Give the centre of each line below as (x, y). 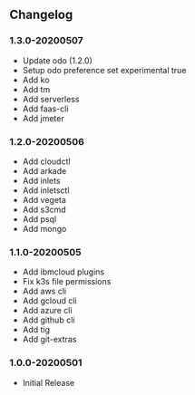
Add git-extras (49, 340)
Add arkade (44, 170)
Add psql (39, 219)
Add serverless (51, 99)
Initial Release (49, 382)
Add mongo (44, 228)
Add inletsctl (46, 190)
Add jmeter (44, 118)
